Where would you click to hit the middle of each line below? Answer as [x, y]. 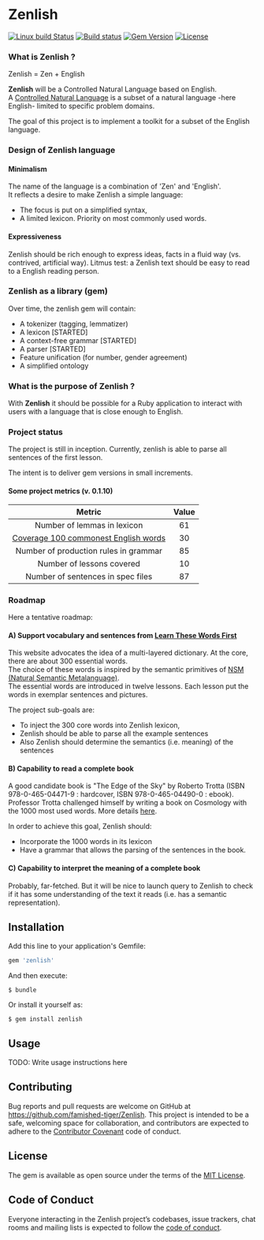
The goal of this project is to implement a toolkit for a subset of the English [129, 121]
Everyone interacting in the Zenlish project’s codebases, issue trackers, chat [132, 1219]
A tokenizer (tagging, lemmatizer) [74, 323]
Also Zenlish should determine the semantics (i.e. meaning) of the [126, 742]
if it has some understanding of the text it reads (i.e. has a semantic [117, 894]
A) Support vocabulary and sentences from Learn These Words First [123, 635]
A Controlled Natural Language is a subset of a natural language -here [122, 98]
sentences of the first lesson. [56, 458]
